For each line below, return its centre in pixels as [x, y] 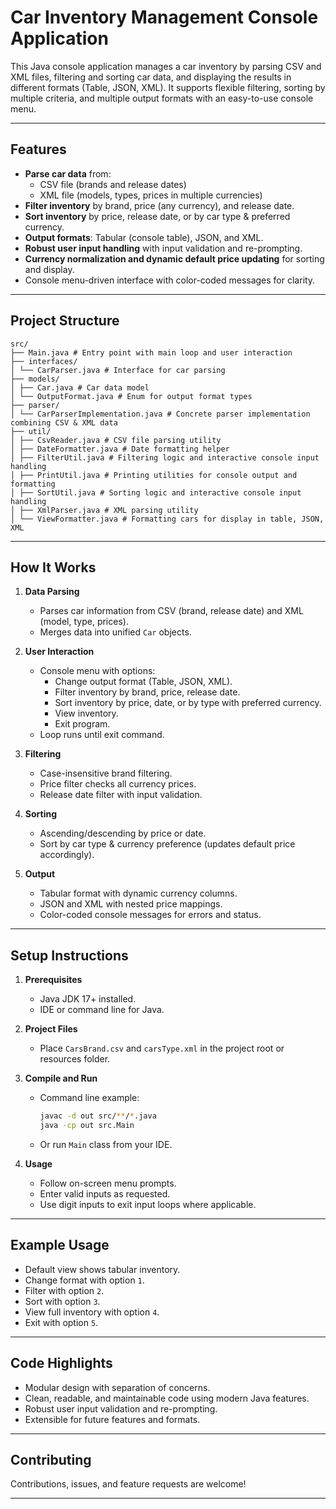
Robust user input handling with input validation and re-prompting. [163, 248]
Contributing [51, 1459]
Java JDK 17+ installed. [88, 999]
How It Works [53, 567]
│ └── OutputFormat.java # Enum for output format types [131, 396]
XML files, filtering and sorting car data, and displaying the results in [151, 77]
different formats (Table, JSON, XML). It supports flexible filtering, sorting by [168, 87]
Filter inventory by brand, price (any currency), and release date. [159, 205]
